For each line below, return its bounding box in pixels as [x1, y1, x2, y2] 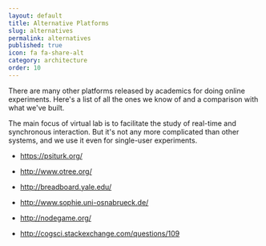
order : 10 [8, 64, 42, 72]
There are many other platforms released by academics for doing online [8, 86, 246, 95]
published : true [8, 42, 62, 50]
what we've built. [8, 103, 65, 112]
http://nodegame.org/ [19, 213, 92, 223]
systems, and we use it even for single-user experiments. [8, 135, 198, 145]
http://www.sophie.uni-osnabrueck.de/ [19, 197, 149, 207]
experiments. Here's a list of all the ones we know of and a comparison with [8, 94, 259, 104]
